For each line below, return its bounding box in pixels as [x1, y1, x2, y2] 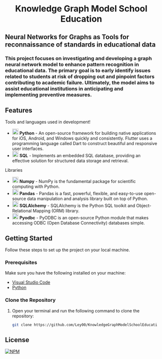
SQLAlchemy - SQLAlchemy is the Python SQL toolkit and [19, 203, 135, 209]
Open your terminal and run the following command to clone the [12, 308, 140, 313]
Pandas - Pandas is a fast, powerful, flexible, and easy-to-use [19, 191, 143, 196]
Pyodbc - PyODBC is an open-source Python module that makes [19, 215, 149, 221]
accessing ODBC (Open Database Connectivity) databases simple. [12, 220, 145, 226]
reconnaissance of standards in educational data [5, 40, 156, 49]
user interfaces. [12, 146, 44, 152]
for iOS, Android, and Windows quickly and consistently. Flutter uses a [12, 135, 152, 141]
